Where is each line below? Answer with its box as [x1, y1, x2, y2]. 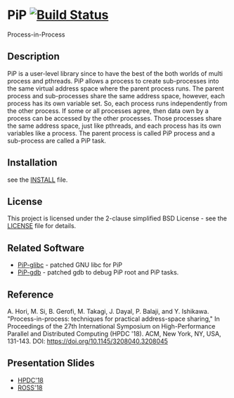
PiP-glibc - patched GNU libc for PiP [17, 260, 123, 270]
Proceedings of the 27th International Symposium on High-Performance [7, 322, 216, 330]
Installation [7, 157, 58, 168]
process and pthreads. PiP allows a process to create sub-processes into [7, 77, 219, 85]
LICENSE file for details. [7, 222, 77, 230]
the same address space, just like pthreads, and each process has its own [7, 121, 221, 130]
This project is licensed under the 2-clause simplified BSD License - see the [7, 214, 227, 223]
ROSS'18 [17, 383, 44, 392]
